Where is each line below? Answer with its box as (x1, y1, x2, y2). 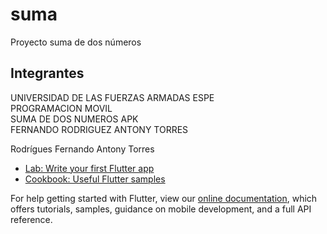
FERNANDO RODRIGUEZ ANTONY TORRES (10, 123, 189, 135)
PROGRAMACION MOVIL (10, 102, 113, 114)
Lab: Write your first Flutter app (24, 162, 155, 174)
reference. (10, 213, 53, 225)
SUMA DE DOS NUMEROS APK (10, 113, 139, 125)
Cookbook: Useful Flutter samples (24, 173, 166, 185)
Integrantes (10, 65, 85, 82)
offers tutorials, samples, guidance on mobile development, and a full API (10, 203, 312, 215)
